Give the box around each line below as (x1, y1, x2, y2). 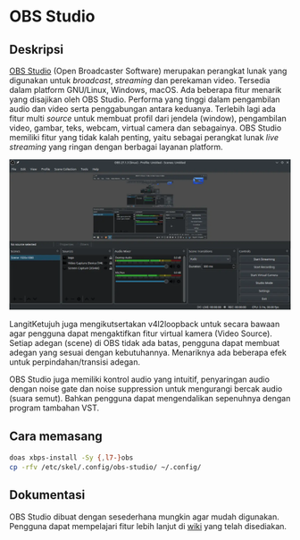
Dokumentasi (9, 487, 86, 502)
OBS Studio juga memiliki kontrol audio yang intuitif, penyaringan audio (9, 374, 271, 385)
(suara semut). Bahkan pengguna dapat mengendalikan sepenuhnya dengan (9, 393, 291, 404)
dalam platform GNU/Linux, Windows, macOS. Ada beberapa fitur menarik (9, 85, 282, 95)
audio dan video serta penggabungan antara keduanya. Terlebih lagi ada (9, 104, 277, 114)
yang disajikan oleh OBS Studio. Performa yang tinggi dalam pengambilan (9, 94, 280, 105)
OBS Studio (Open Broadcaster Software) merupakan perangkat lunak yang (9, 65, 287, 76)
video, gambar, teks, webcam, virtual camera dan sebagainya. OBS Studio (9, 122, 282, 133)
